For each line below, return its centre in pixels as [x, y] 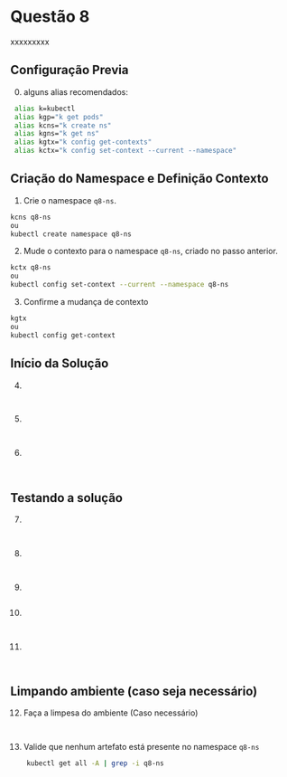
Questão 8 [50, 17]
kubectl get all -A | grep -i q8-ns [96, 763]
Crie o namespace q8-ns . [69, 200]
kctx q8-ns [31, 268]
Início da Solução [60, 364]
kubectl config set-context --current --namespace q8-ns [120, 285]
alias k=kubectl [45, 109]
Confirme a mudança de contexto [86, 302]
